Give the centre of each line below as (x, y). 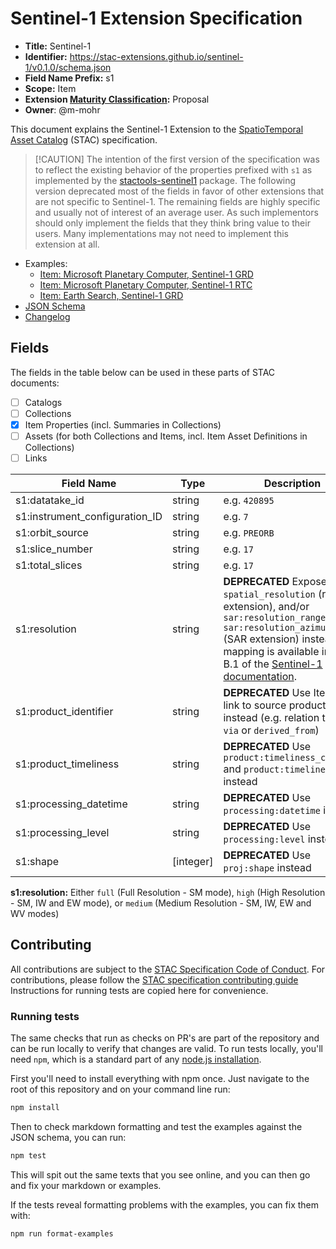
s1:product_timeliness (67, 764)
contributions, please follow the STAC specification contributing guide (154, 979)
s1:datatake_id (50, 500)
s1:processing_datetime (71, 804)
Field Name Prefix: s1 (69, 78)
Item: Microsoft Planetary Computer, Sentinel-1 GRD (146, 274)
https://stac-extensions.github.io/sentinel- (156, 56)
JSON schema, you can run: (68, 1138)
